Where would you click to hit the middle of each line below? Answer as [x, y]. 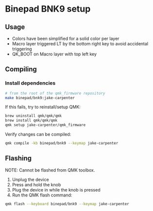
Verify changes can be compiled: [38, 134]
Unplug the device [31, 179]
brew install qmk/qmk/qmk [31, 121]
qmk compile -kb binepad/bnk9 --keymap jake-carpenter [62, 143]
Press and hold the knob [36, 185]
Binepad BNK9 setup [48, 9]
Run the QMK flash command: [42, 195]
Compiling [21, 69]
